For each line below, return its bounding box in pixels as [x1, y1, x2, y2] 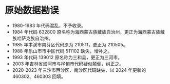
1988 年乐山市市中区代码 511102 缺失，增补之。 [12, 48, 112, 54]
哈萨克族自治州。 [16, 35, 53, 41]
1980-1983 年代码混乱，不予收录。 [12, 22, 86, 29]
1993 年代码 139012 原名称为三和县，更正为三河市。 [12, 54, 123, 60]
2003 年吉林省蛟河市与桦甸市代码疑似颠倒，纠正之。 [12, 61, 124, 67]
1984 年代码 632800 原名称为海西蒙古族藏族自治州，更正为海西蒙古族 [12, 29, 160, 35]
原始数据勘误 [5, 5, 60, 16]
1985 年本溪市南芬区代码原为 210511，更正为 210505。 [12, 41, 128, 47]
